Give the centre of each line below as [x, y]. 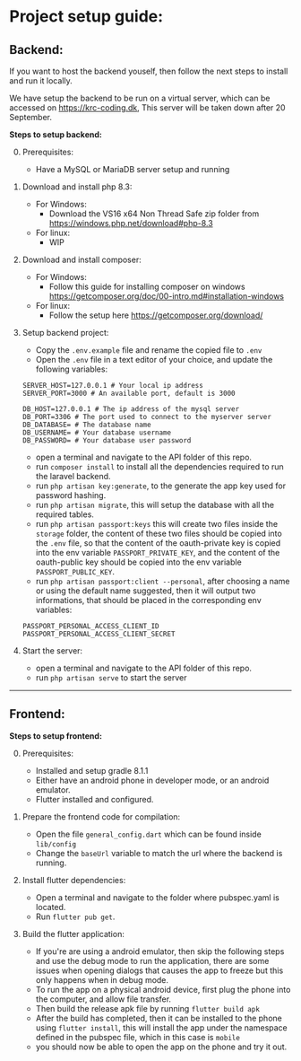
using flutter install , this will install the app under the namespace [162, 1027]
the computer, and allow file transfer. [103, 999]
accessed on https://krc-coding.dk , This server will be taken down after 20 [147, 108]
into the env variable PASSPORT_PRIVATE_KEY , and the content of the [158, 552]
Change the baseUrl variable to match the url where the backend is [159, 853]
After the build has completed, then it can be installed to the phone [159, 1018]
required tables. [64, 514]
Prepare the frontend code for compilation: [101, 816]
